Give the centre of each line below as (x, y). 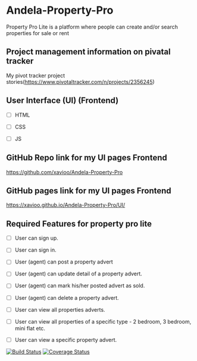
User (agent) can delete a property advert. (67, 297)
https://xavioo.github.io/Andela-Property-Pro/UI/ (66, 205)
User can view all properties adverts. (60, 309)
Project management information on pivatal (88, 52)
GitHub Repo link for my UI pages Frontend (87, 158)
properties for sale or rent (38, 33)
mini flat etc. (30, 328)
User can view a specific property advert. (66, 340)
